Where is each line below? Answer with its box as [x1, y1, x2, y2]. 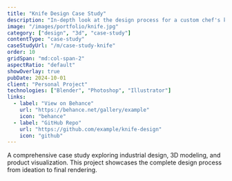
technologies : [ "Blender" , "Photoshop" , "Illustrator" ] [7, 87, 171, 94]
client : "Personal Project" [7, 81, 88, 88]
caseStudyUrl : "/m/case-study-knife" [7, 42, 116, 49]
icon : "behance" [19, 113, 67, 120]
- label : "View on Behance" [13, 100, 95, 107]
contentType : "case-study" [7, 36, 85, 43]
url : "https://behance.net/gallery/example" [19, 106, 150, 113]
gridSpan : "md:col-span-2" [7, 55, 85, 62]
